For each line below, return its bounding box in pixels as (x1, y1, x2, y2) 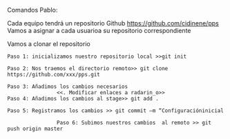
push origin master (7, 125, 64, 132)
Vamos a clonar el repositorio (7, 40, 91, 47)
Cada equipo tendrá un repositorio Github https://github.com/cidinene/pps (7, 19, 219, 27)
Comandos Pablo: (7, 6, 58, 14)
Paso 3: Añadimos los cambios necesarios (7, 83, 128, 90)
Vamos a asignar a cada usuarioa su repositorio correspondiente (7, 27, 191, 34)
